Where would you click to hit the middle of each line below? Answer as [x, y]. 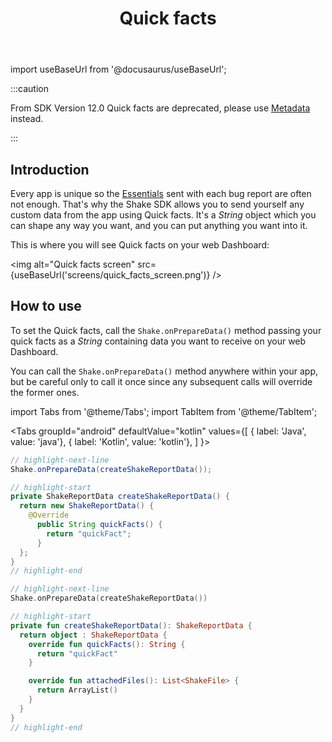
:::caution [30, 89]
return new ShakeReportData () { [87, 506]
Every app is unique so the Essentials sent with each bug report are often [161, 193]
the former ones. [45, 392]
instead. [27, 119]
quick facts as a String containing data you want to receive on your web [158, 341]
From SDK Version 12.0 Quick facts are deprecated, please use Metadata [160, 108]
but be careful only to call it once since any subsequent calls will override [161, 381]
